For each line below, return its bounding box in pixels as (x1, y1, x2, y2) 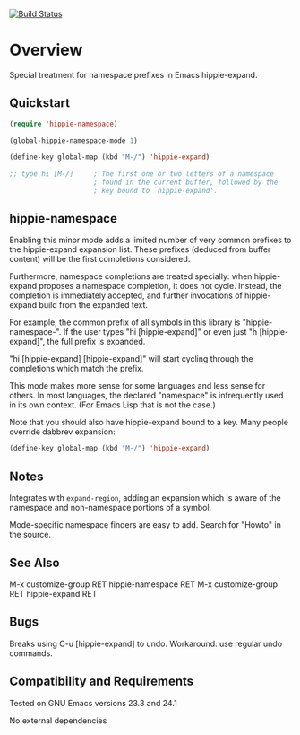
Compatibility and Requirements (9, 674, 194, 689)
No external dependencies (9, 714, 107, 726)
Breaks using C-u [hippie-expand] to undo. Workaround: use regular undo (9, 638, 283, 649)
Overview (9, 40, 83, 60)
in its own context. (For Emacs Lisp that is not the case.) (9, 399, 217, 410)
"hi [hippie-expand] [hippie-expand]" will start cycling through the (9, 354, 253, 364)
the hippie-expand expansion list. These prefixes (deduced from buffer (9, 244, 271, 255)
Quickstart (9, 95, 71, 111)
